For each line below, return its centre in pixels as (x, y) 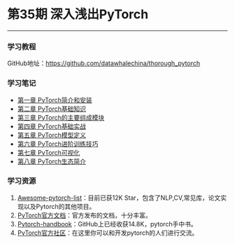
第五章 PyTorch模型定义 (51, 135)
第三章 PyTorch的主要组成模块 (61, 117)
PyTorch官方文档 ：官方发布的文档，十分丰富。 (84, 215)
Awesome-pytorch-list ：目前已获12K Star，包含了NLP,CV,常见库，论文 (119, 198)
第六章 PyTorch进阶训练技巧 (58, 144)
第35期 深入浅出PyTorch (78, 14)
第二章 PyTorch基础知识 (51, 109)
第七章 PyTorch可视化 (49, 152)
